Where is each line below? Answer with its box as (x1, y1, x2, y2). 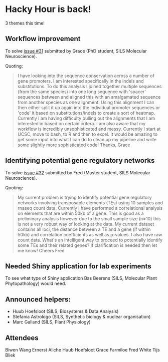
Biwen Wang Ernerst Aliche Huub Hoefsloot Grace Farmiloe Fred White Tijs (5, 347, 160, 352)
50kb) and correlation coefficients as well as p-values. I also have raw (17, 231, 162, 237)
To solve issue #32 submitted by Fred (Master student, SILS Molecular (5, 169, 150, 176)
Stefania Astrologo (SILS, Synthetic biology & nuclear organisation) (12, 314, 151, 320)
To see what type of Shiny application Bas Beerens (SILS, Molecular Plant (5, 275, 157, 281)
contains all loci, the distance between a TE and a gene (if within (17, 226, 151, 232)
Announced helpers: (5, 295, 71, 303)
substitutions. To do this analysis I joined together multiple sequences (17, 83, 162, 89)
